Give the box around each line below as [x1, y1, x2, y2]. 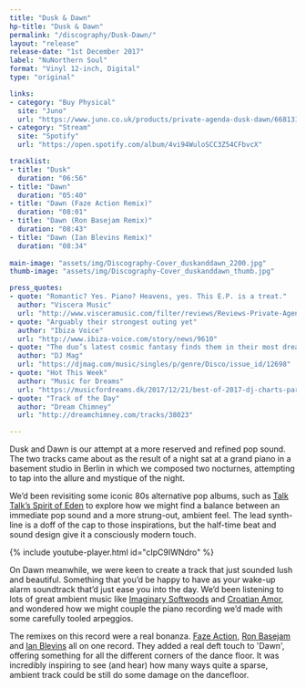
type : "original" [9, 73, 76, 82]
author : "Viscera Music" [17, 300, 112, 309]
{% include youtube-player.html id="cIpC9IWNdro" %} [9, 547, 215, 558]
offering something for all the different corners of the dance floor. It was [9, 650, 280, 662]
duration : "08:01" [17, 207, 88, 217]
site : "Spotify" [17, 131, 79, 141]
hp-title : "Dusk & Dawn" [9, 22, 104, 31]
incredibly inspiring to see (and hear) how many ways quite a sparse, [9, 660, 269, 671]
